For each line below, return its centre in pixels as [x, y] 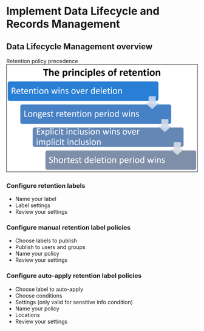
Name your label [36, 199]
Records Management [63, 24]
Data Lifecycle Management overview [80, 46]
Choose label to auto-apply [49, 289]
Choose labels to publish [46, 241]
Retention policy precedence [42, 61]
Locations [28, 315]
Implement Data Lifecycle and [83, 11]
